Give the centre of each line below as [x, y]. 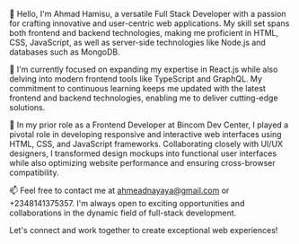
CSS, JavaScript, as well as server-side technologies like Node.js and [138, 42]
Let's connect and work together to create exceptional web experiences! [144, 230]
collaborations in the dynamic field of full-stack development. [123, 213]
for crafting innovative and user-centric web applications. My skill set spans [149, 23]
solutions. [27, 107]
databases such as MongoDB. [65, 52]
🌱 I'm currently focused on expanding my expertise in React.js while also [144, 69]
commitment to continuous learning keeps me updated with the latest [138, 88]
